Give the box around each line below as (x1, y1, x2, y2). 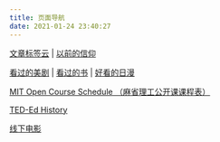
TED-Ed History (9, 104, 68, 115)
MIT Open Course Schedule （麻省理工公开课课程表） (9, 86, 211, 97)
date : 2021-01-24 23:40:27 (9, 22, 111, 31)
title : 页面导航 (9, 13, 65, 23)
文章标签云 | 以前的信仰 (9, 47, 97, 59)
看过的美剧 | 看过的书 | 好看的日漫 (9, 67, 136, 78)
